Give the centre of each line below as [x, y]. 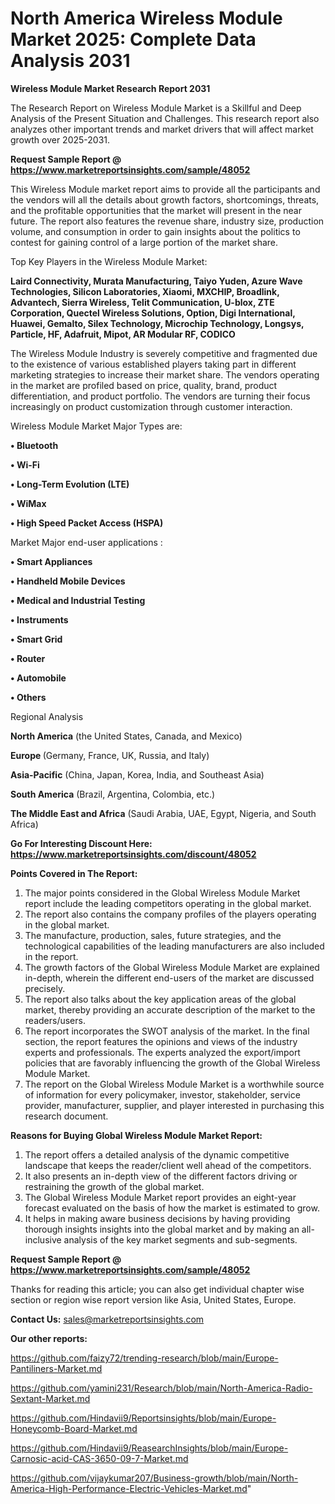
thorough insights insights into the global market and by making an [162, 1229]
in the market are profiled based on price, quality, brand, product [144, 385]
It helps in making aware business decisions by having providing [157, 1218]
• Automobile [38, 678]
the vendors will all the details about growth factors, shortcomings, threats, [165, 199]
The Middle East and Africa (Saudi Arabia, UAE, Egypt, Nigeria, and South [163, 813]
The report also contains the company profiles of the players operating [170, 914]
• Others [28, 697]
